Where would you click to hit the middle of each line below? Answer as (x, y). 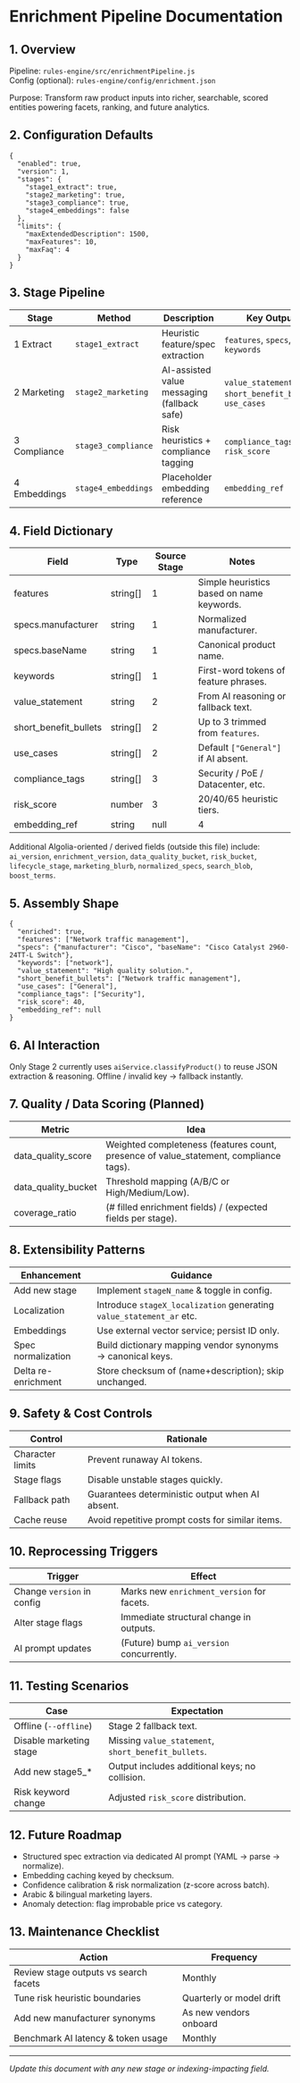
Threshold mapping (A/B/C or (168, 1181)
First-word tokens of (242, 670)
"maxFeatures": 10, (62, 242)
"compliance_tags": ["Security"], (81, 995)
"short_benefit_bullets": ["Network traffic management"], (129, 979)
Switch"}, (55, 955)
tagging (178, 462)
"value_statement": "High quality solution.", (105, 971)
